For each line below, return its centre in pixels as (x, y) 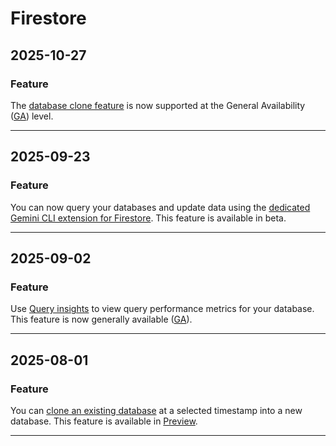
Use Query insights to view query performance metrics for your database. (162, 309)
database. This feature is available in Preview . (104, 421)
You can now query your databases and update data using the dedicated (160, 207)
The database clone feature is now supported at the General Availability (158, 105)
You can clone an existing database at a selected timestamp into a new (156, 410)
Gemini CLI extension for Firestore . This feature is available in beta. (148, 218)
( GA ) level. (32, 116)
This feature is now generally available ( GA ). (101, 319)
